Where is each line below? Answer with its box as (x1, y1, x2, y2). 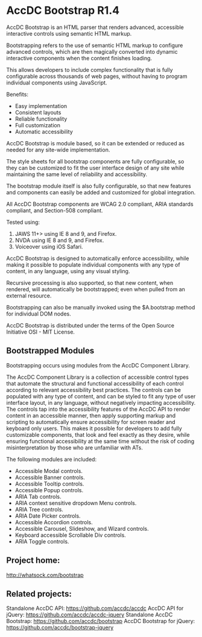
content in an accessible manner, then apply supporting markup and (6, 411, 176, 419)
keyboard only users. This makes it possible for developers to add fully (6, 425, 182, 432)
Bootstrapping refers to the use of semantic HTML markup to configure (6, 42, 183, 49)
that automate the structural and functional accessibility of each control (6, 379, 184, 387)
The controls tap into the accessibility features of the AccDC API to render (6, 405, 191, 413)
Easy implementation (14, 102, 68, 109)
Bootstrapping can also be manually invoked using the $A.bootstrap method (6, 303, 195, 311)
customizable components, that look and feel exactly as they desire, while (6, 431, 190, 438)
